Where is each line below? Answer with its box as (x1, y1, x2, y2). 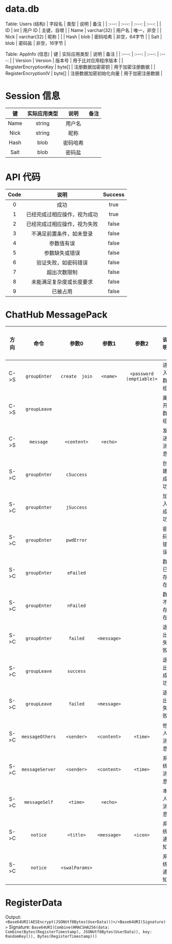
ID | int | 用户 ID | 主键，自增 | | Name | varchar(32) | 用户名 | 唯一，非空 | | (5, 27, 162, 33)
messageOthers (21, 733, 56, 739)
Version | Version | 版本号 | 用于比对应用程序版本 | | (15, 57, 124, 63)
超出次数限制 (47, 268, 78, 275)
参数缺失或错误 (44, 249, 80, 256)
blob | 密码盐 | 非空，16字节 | (5, 40, 66, 46)
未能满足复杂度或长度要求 (31, 278, 93, 285)
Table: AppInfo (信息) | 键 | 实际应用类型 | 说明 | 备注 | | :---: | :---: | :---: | (5, 51, 159, 57)
